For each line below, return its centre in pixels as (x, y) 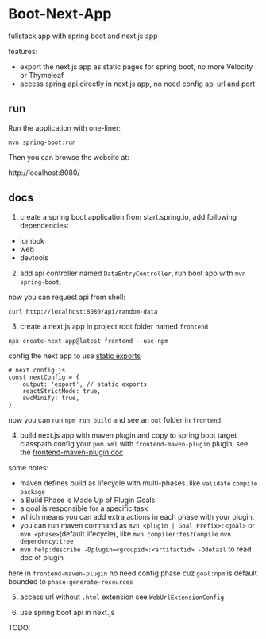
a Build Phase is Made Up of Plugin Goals (87, 500)
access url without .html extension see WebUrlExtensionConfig (122, 597)
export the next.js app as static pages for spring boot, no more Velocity (136, 66)
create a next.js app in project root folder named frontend (114, 326)
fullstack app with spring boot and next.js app (83, 36)
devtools (34, 257)
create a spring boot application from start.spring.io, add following (128, 216)
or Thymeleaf (42, 75)
